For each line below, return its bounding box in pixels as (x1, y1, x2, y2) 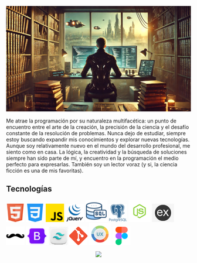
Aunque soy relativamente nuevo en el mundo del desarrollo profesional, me (6, 142, 191, 149)
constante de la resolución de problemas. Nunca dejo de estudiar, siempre (6, 129, 186, 136)
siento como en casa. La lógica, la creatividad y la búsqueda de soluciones (6, 148, 187, 155)
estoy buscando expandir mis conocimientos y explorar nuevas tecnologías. (6, 136, 190, 143)
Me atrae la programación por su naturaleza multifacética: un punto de (6, 117, 177, 124)
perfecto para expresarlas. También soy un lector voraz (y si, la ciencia (6, 160, 178, 168)
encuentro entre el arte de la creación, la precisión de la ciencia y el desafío (6, 123, 189, 131)
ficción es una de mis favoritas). (6, 167, 84, 174)
